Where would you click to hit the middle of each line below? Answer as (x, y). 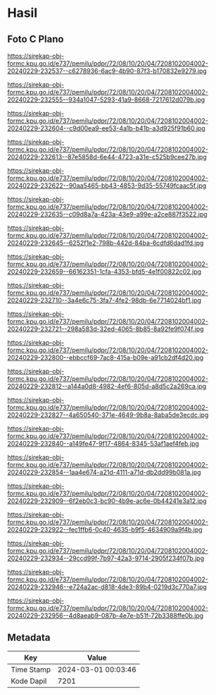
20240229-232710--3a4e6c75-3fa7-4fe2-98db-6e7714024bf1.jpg (104, 300)
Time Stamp (31, 670)
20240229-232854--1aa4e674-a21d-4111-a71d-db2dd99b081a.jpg (104, 472)
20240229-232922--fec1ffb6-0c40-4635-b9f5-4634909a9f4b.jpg (105, 530)
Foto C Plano (36, 39)
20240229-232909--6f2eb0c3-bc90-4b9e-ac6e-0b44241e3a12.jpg (107, 501)
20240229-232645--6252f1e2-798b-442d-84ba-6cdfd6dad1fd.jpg (106, 243)
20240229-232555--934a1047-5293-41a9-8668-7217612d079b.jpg (106, 99)
